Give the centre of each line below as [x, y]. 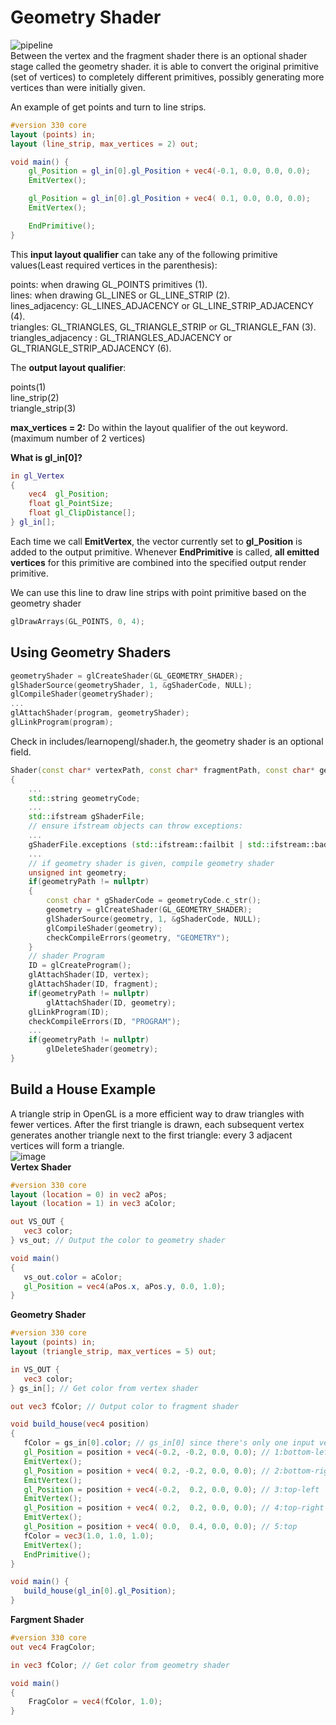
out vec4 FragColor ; [53, 1647]
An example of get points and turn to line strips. [108, 107]
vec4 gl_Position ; [69, 494]
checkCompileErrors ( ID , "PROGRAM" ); [105, 1021]
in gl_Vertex [37, 476]
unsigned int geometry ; [78, 872]
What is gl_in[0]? [46, 457]
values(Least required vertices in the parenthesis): [114, 265]
